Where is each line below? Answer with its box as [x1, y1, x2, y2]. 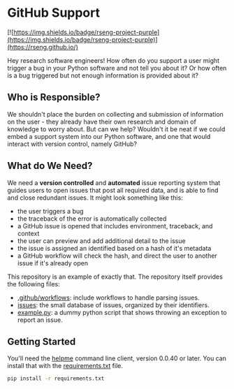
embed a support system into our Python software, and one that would [7, 132, 211, 140]
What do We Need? [7, 160, 93, 172]
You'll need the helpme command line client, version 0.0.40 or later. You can [7, 354, 227, 362]
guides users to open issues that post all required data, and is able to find [7, 186, 219, 194]
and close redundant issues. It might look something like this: [7, 193, 183, 202]
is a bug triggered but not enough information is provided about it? [7, 71, 199, 80]
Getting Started [7, 335, 76, 347]
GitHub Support [7, 5, 100, 21]
